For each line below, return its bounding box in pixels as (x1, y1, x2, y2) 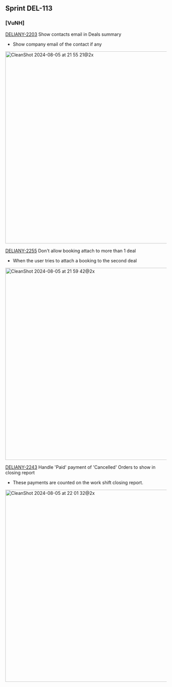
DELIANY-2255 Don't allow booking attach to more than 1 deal (5, 247, 136, 254)
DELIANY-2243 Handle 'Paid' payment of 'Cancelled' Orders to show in (5, 464, 156, 470)
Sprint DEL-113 (5, 4, 53, 13)
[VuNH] (5, 19, 25, 27)
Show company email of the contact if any (12, 41, 102, 47)
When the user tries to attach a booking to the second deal (12, 257, 137, 263)
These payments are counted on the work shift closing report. (12, 479, 143, 486)
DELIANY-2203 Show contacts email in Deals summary (5, 31, 122, 37)
